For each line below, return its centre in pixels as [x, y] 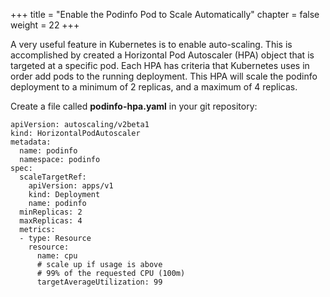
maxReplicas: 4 [51, 221]
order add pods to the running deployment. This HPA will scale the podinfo [164, 76]
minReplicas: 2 [51, 212]
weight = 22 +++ [45, 25]
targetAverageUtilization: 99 [99, 282]
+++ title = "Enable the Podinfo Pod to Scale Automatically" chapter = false [165, 14]
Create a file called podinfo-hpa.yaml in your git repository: [134, 106]
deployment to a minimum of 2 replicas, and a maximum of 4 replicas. [154, 87]
